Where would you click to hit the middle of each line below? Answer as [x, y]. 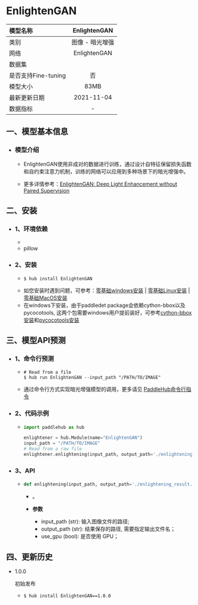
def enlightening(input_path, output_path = [78, 484]
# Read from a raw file [53, 449]
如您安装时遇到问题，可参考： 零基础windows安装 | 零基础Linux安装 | [107, 290]
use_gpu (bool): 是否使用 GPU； [80, 536]
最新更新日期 [27, 98]
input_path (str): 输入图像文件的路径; [85, 522]
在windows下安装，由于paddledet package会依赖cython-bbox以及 [104, 305]
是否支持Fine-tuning [37, 75]
